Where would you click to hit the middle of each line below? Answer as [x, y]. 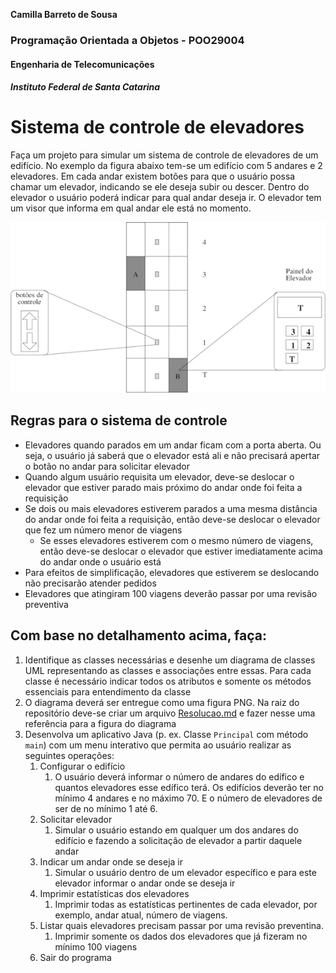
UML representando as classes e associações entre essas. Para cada [168, 670]
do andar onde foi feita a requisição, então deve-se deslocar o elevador [172, 519]
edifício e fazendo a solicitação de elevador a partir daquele [178, 840]
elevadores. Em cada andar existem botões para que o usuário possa [153, 176]
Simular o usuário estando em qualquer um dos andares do [176, 830]
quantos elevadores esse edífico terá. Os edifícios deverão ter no [189, 787]
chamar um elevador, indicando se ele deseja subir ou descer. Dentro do [160, 187]
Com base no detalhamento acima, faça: [138, 635]
